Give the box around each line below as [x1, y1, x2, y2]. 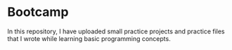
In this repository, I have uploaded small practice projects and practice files [7, 27, 225, 35]
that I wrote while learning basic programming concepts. [7, 34, 171, 42]
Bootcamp [7, 4, 69, 20]
